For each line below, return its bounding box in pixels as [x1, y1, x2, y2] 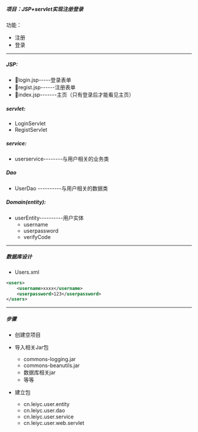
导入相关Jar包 [14, 344, 49, 351]
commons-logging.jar [23, 356, 76, 363]
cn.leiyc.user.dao [23, 407, 65, 414]
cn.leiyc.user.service [23, 413, 74, 420]
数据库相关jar [23, 369, 56, 376]
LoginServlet [14, 120, 46, 127]
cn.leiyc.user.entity [23, 401, 70, 408]
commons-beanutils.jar [23, 362, 80, 369]
